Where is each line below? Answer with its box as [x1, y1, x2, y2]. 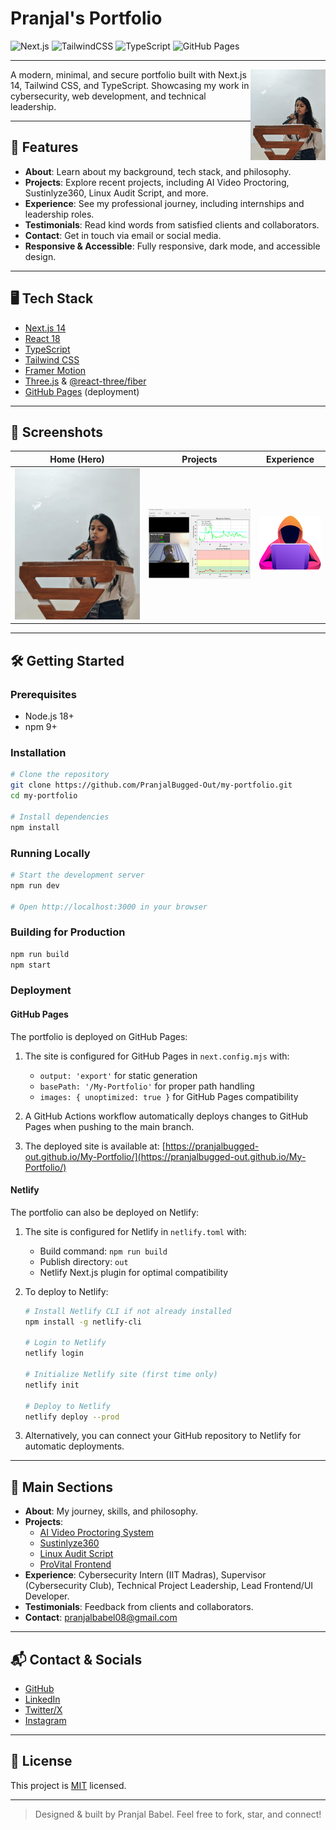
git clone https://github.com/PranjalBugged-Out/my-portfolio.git [10, 780, 293, 791]
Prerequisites [10, 687, 77, 701]
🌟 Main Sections [10, 1478, 113, 1496]
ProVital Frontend [39, 1558, 112, 1571]
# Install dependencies [10, 812, 110, 822]
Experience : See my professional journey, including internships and [24, 197, 305, 209]
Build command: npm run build [39, 1245, 168, 1257]
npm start [10, 960, 52, 970]
